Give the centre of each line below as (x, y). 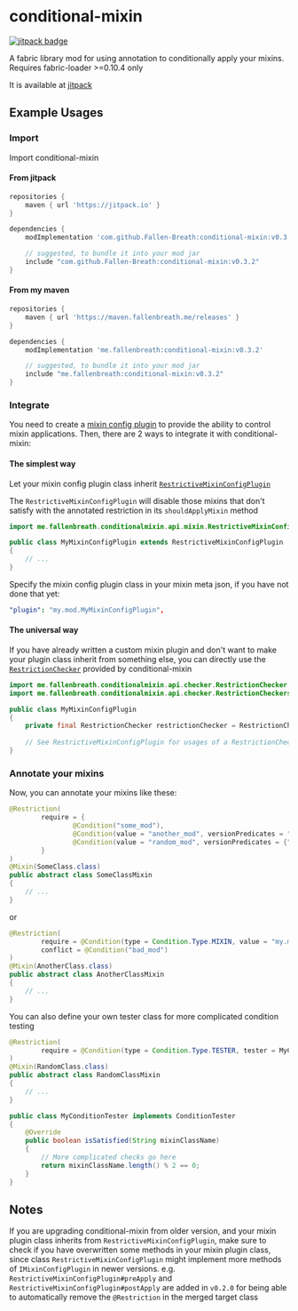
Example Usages (56, 113)
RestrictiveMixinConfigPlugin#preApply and (91, 1278)
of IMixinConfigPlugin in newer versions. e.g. (92, 1269)
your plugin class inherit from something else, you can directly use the (137, 659)
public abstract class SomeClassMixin (81, 875)
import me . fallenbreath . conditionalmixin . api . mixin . (109, 526)
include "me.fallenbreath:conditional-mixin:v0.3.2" (125, 374)
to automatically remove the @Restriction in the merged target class (134, 1297)
